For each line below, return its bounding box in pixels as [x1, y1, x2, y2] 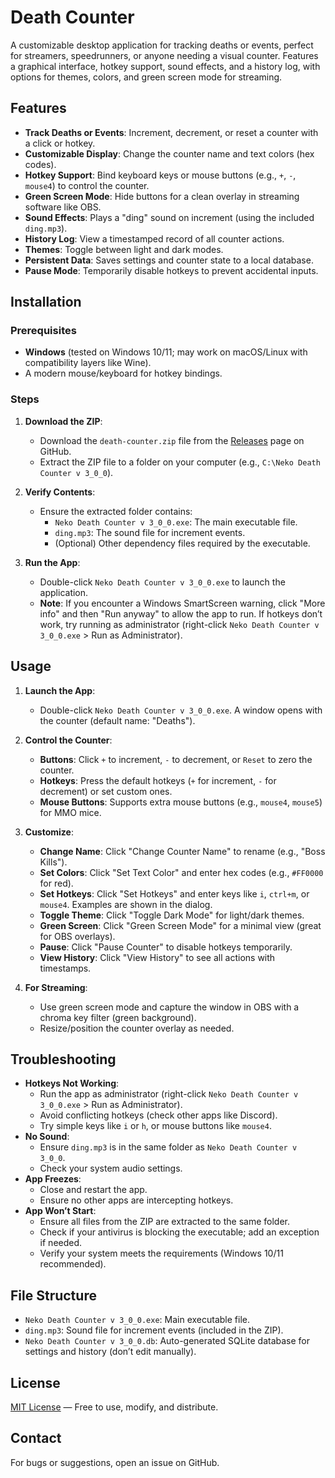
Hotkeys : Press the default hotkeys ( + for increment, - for [39, 774, 277, 786]
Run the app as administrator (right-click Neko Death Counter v [39, 1088, 299, 1100]
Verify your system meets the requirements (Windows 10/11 [39, 1247, 284, 1260]
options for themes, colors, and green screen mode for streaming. [10, 71, 283, 83]
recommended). [39, 1258, 107, 1270]
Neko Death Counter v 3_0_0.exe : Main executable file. [24, 1314, 250, 1326]
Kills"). [39, 856, 68, 868]
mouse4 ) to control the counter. [24, 179, 150, 191]
